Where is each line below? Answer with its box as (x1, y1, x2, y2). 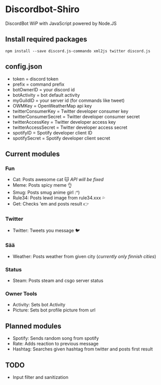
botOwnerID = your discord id (12, 86, 75, 92)
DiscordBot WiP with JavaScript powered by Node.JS (5, 20, 117, 26)
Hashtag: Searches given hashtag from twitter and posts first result (12, 346, 153, 352)
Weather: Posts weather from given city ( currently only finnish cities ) (12, 253, 156, 259)
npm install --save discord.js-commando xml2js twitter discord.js (5, 48, 151, 54)
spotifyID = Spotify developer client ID (12, 129, 93, 135)
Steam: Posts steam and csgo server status (12, 277, 104, 284)
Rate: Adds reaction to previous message (12, 341, 99, 347)
